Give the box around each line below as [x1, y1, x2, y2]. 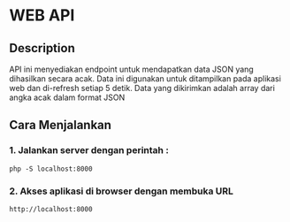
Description [9, 41, 75, 56]
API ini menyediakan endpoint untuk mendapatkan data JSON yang [9, 64, 254, 74]
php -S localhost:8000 [9, 165, 93, 173]
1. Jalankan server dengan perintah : [9, 144, 170, 157]
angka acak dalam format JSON [9, 92, 126, 103]
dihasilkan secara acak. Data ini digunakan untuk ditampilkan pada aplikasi [9, 73, 281, 84]
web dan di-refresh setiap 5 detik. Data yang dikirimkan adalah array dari [9, 83, 276, 93]
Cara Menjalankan [9, 118, 112, 133]
